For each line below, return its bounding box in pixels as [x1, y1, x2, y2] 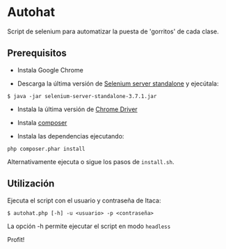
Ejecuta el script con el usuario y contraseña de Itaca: [7, 196, 161, 204]
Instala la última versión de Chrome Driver [17, 105, 138, 113]
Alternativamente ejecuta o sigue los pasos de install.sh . [7, 157, 175, 166]
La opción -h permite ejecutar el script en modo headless [7, 222, 171, 230]
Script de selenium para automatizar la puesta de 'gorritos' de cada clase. [7, 27, 219, 35]
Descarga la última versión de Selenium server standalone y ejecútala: [17, 79, 219, 88]
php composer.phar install [7, 145, 86, 152]
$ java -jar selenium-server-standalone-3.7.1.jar [7, 93, 157, 99]
